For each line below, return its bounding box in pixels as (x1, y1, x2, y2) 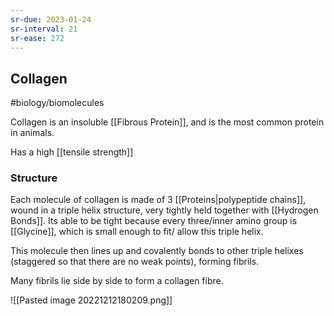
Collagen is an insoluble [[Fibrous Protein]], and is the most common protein (10, 116, 325, 128)
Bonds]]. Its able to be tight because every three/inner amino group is (10, 215, 298, 227)
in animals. (10, 127, 55, 139)
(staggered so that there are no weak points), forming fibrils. (10, 256, 260, 268)
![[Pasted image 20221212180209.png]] (10, 294, 173, 306)
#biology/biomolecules (10, 97, 105, 109)
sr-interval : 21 (10, 24, 78, 34)
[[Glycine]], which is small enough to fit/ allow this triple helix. (10, 226, 264, 238)
